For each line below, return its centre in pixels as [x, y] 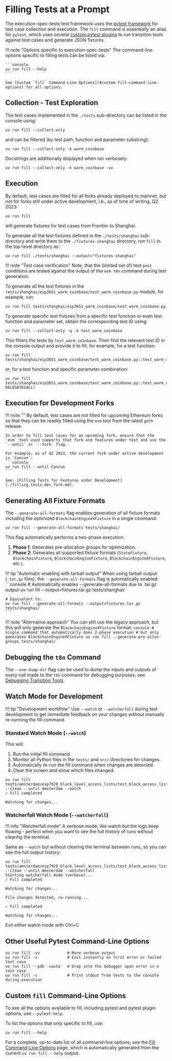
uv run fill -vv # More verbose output [60, 953]
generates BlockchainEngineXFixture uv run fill [58, 637]
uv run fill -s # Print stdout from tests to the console [82, 975]
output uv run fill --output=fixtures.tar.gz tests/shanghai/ [65, 590]
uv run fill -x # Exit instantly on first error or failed [83, 958]
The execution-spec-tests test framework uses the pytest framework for [82, 24]
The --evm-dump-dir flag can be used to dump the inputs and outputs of [81, 669]
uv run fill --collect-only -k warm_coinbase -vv [59, 168]
